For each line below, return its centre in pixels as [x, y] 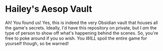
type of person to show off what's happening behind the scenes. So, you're [82, 33]
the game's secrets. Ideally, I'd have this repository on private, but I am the [81, 27]
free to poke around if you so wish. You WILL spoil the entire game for [76, 38]
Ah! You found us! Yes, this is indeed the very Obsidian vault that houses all [81, 23]
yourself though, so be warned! [37, 43]
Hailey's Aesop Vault [49, 9]
